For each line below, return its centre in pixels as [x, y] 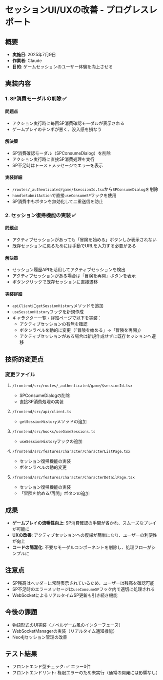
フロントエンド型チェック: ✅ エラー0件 [51, 667]
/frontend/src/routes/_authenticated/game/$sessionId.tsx [72, 386]
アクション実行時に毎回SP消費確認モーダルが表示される [68, 123]
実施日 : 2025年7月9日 [34, 55]
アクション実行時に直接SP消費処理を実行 [53, 159]
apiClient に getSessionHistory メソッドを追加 [58, 306]
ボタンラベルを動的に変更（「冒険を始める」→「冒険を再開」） [81, 330]
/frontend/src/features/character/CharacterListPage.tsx [71, 452]
